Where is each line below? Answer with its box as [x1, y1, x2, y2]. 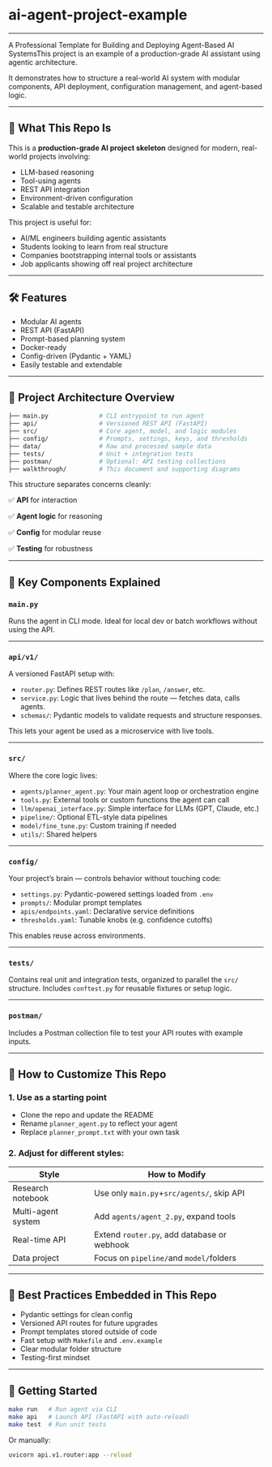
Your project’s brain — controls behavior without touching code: [8, 873, 222, 883]
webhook [94, 1238, 130, 1250]
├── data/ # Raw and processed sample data [8, 442, 212, 451]
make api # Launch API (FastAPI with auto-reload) [8, 1413, 190, 1422]
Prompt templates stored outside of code [19, 1327, 158, 1337]
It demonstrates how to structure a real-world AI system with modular [8, 73, 240, 83]
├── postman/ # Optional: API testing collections [8, 457, 227, 465]
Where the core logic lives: [8, 770, 98, 780]
